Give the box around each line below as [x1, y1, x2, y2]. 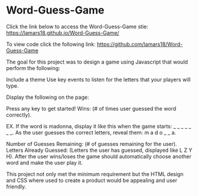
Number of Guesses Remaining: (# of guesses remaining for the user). [6, 140, 177, 147]
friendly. [6, 183, 27, 190]
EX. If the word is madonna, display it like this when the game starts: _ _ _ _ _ [6, 122, 191, 129]
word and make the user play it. [6, 159, 83, 166]
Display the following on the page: [6, 94, 89, 101]
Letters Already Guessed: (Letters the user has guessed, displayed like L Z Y [6, 147, 193, 154]
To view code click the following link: [6, 41, 96, 48]
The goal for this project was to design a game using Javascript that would [6, 58, 188, 65]
